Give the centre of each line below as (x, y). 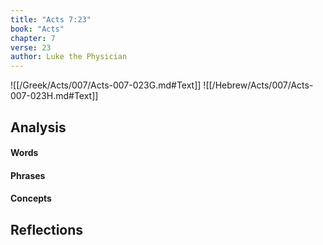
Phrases (28, 175)
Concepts (31, 198)
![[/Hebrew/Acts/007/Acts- (258, 85)
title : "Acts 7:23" (51, 19)
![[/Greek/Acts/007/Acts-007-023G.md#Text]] (106, 85)
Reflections (47, 229)
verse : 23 (31, 47)
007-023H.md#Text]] (54, 96)
